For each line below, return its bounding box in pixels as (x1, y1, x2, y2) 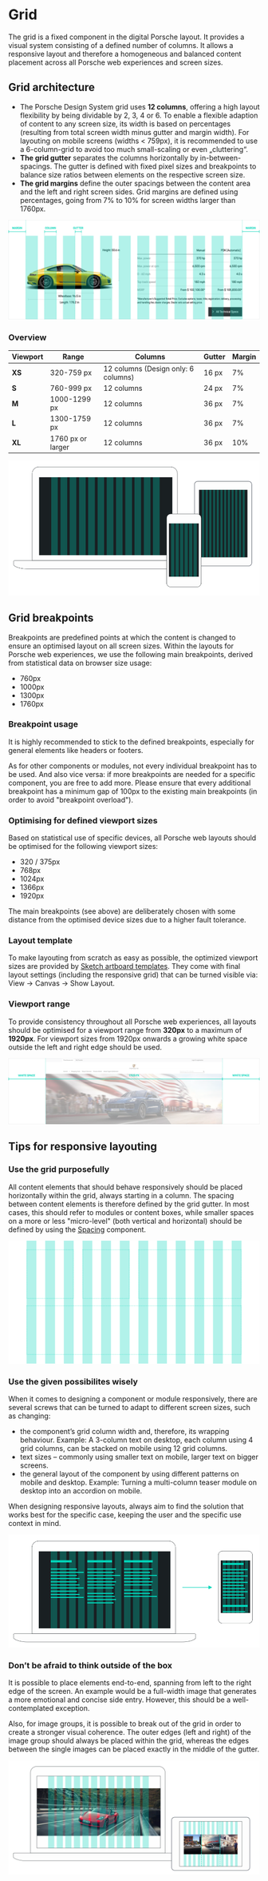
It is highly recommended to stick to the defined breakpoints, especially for (8, 737, 255, 747)
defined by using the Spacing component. (8, 1225, 146, 1234)
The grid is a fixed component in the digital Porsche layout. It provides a (8, 32, 245, 42)
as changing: (8, 1411, 51, 1421)
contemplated (8, 1703, 54, 1712)
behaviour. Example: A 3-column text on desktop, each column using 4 (19, 1435, 254, 1445)
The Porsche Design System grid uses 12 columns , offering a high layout (19, 102, 260, 111)
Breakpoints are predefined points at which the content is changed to (8, 632, 236, 642)
